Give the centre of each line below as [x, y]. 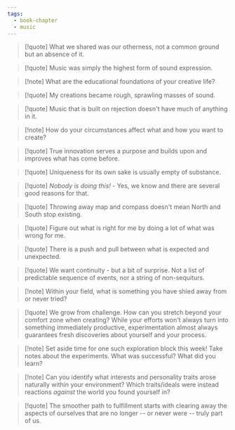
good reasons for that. [56, 194]
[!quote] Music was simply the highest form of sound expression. [118, 68]
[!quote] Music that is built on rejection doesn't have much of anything [126, 109]
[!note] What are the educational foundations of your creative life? [120, 82]
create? [35, 137]
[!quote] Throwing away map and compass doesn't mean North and [122, 207]
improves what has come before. [72, 158]
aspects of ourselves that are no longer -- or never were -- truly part [123, 413]
